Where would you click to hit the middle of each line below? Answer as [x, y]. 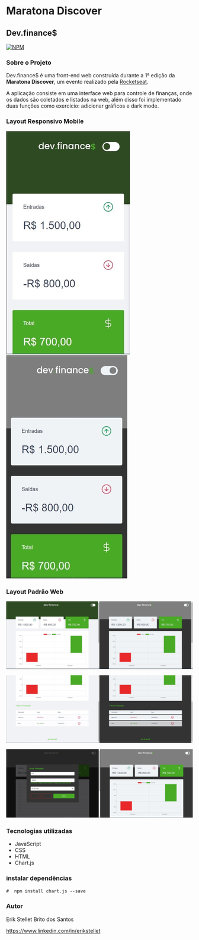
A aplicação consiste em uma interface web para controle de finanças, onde [99, 93]
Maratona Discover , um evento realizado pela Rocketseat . [77, 82]
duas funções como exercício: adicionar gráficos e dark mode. [83, 106]
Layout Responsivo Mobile [45, 121]
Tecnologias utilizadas [39, 831]
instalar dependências [39, 878]
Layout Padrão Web [35, 592]
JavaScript [28, 844]
